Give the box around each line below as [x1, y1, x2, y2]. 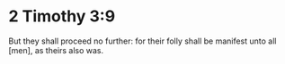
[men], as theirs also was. [8, 44, 104, 55]
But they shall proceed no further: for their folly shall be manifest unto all [8, 36, 277, 46]
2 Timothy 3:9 [8, 6, 116, 27]
